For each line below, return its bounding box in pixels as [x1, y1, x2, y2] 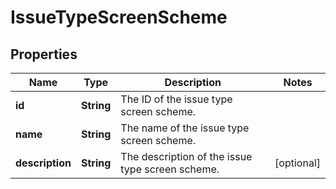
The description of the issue [120, 150, 253, 163]
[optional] [274, 156, 321, 170]
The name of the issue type [120, 121, 250, 135]
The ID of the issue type [120, 92, 233, 106]
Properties [10, 46, 78, 63]
